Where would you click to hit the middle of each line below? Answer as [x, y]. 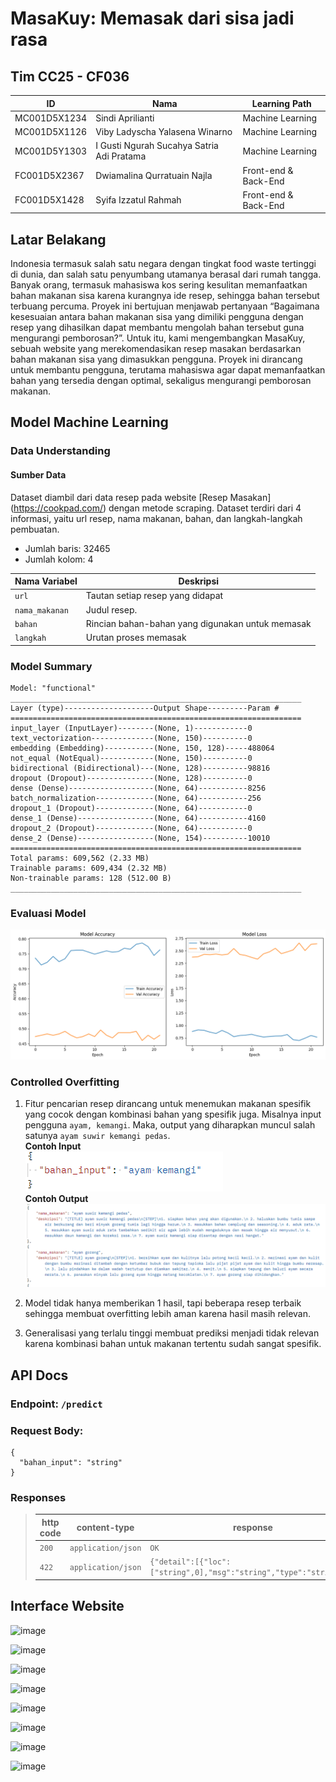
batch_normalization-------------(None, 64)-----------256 [136, 798]
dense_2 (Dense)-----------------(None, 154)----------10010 [140, 838]
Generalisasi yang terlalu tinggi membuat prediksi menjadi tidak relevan [172, 1333]
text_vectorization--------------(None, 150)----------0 [131, 738]
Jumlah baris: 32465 [67, 548]
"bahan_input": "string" [71, 1462]
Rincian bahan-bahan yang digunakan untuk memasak [198, 623]
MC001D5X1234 [51, 118]
